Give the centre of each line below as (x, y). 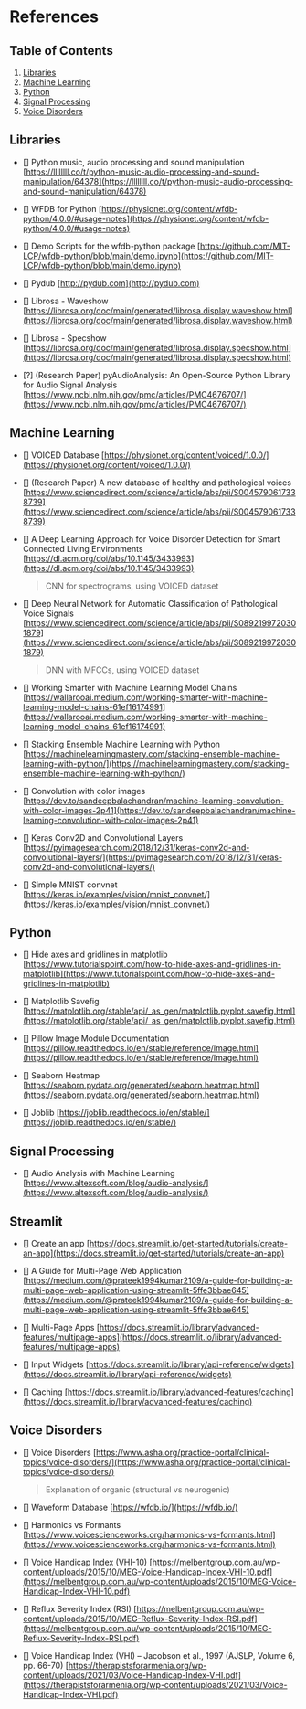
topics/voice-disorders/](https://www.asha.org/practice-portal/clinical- (156, 1462)
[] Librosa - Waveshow (65, 301)
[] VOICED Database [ (63, 455)
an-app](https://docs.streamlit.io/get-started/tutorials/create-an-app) (153, 1253)
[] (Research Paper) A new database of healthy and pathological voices (157, 483)
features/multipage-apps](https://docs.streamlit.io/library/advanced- (152, 1337)
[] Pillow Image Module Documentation (96, 1038)
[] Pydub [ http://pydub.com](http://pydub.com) (111, 283)
